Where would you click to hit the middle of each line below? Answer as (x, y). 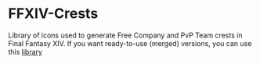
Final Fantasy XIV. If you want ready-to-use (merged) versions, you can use (130, 43)
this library (25, 52)
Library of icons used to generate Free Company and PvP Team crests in (125, 35)
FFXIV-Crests (53, 14)
